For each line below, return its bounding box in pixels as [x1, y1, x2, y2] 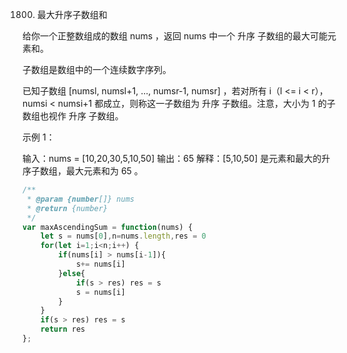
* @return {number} [26, 203, 109, 213]
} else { [58, 268, 86, 278]
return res [40, 324, 86, 335]
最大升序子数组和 [36, 9, 108, 20]
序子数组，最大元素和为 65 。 [22, 165, 144, 177]
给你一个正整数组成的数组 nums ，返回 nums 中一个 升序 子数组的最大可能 [22, 30, 329, 42]
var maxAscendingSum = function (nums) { [22, 222, 194, 232]
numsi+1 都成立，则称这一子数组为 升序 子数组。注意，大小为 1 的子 [57, 98, 336, 109]
